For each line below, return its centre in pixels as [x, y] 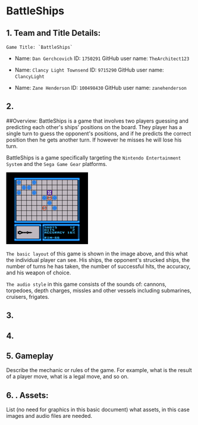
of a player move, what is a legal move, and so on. [67, 377]
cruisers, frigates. [28, 296]
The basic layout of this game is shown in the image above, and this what [97, 254]
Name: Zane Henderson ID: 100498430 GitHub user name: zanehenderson [101, 88]
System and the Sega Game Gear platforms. [57, 164]
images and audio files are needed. [49, 416]
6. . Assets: [27, 395]
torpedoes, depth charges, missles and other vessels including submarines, [99, 290]
